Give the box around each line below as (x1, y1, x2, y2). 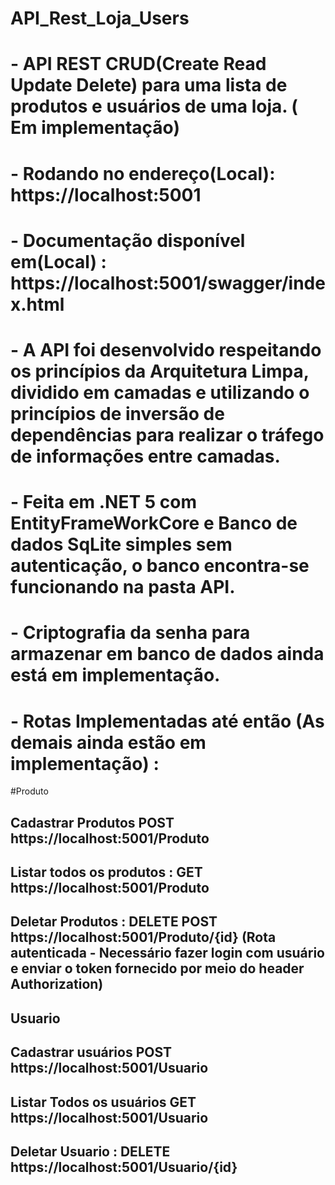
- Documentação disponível (10, 229, 246, 252)
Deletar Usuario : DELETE (10, 1143, 171, 1160)
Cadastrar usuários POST (10, 1044, 173, 1061)
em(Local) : (10, 250, 107, 273)
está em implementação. (10, 664, 221, 687)
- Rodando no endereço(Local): (10, 162, 276, 185)
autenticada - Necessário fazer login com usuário (10, 945, 325, 962)
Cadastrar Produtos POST (10, 814, 175, 831)
